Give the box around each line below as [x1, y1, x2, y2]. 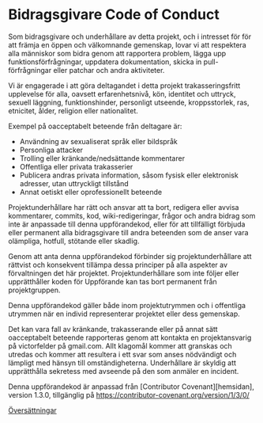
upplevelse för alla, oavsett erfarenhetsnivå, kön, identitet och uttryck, [8, 89, 236, 98]
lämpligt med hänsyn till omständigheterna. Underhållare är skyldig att [8, 358, 237, 368]
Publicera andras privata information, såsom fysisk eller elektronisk [19, 170, 239, 180]
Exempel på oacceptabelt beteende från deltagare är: [8, 121, 182, 131]
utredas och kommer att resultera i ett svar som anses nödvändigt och [8, 349, 237, 359]
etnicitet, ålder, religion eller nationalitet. [8, 105, 138, 116]
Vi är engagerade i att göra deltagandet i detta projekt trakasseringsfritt [8, 81, 241, 90]
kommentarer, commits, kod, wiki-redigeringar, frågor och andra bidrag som [8, 211, 256, 220]
